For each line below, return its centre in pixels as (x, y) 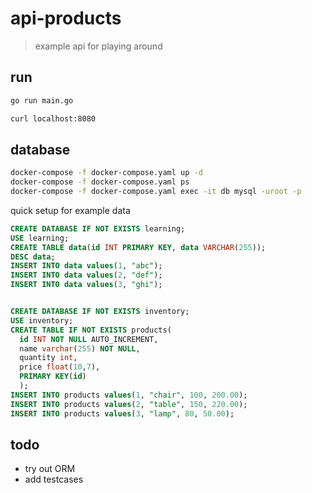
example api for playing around (98, 46)
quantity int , (48, 358)
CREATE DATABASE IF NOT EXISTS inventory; (100, 312)
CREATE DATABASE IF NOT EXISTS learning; (98, 228)
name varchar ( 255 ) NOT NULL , (80, 348)
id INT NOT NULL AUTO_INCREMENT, (89, 339)
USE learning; (40, 238)
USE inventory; (42, 320)
